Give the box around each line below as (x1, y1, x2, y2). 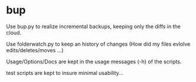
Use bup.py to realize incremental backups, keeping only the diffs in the (6, 23, 181, 30)
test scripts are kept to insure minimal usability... (6, 69, 124, 76)
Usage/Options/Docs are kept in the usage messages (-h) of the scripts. (6, 58, 182, 65)
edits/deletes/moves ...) (6, 46, 64, 53)
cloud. (6, 29, 22, 36)
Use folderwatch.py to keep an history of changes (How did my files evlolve (6, 40, 191, 47)
